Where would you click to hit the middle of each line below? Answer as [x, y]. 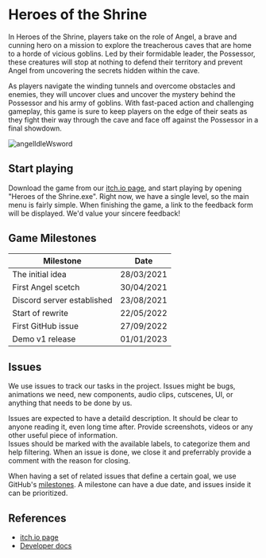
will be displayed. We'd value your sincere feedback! [94, 213]
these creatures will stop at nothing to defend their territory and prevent [126, 62]
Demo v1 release [44, 338]
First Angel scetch [46, 287]
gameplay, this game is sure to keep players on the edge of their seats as [128, 111]
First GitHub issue [46, 326]
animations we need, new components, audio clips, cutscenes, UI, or [121, 395]
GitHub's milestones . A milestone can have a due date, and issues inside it [130, 485]
